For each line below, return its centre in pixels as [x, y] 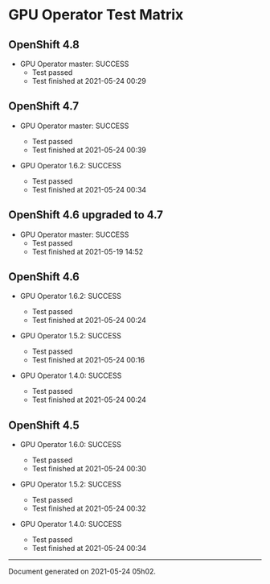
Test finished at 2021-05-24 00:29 [89, 81]
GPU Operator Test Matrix [96, 15]
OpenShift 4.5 [44, 425]
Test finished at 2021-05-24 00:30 [89, 469]
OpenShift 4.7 [43, 106]
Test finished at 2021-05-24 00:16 [88, 360]
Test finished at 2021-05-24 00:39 [89, 150]
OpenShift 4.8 [44, 45]
